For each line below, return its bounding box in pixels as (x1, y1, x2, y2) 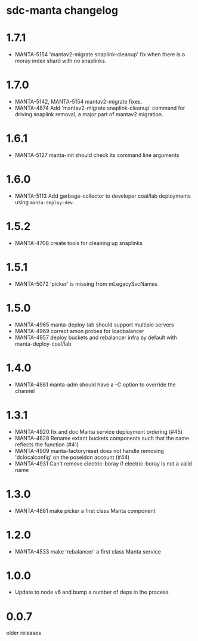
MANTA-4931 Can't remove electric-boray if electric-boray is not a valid (14, 459, 193, 467)
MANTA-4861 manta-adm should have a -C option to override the (14, 381, 176, 388)
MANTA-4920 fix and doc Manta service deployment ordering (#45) (14, 428, 183, 435)
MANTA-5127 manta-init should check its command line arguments (14, 152, 180, 159)
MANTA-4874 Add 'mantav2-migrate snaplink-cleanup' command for (14, 104, 185, 111)
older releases (6, 630, 42, 637)
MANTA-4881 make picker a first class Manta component (14, 507, 156, 514)
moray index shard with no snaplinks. (14, 58, 107, 65)
